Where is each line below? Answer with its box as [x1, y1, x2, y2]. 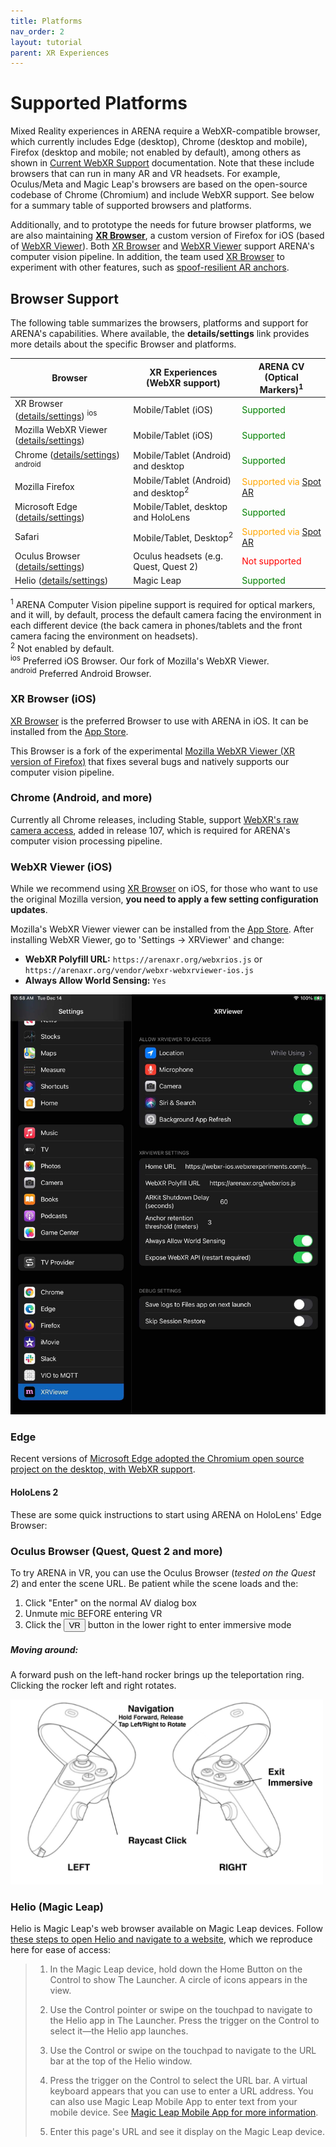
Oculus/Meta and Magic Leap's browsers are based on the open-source [10, 178, 308, 190]
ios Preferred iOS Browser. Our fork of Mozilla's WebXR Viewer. [10, 653, 270, 667]
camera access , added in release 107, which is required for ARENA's [10, 824, 291, 836]
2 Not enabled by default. [10, 641, 115, 654]
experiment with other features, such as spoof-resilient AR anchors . [10, 261, 290, 274]
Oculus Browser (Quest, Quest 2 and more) [10, 1544, 223, 1558]
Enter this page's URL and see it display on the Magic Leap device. [49, 2126, 326, 2138]
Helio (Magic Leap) [10, 1900, 104, 1914]
